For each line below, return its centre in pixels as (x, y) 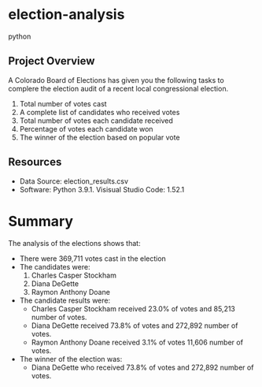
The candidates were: (55, 266)
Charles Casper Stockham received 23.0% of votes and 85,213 (133, 308)
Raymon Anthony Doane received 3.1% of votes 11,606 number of (137, 342)
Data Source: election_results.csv (74, 181)
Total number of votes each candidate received (96, 121)
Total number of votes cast (63, 103)
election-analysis (66, 15)
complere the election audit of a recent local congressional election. (118, 88)
